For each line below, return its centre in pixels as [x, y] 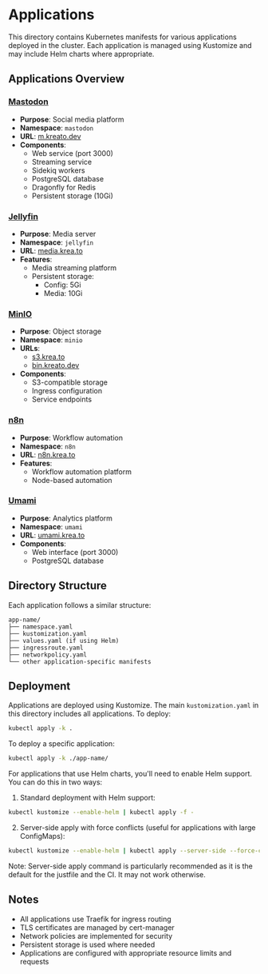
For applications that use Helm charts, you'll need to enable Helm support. [130, 774]
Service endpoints [62, 399]
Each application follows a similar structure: [80, 605]
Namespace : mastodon [57, 128]
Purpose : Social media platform [72, 119]
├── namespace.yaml [41, 627]
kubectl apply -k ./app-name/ [59, 758]
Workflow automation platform [82, 471]
